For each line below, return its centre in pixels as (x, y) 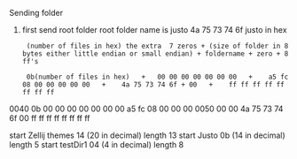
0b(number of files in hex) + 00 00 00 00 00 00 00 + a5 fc (157, 77)
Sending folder (36, 13)
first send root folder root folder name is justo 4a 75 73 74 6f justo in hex (154, 30)
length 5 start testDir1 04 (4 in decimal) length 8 (97, 144)
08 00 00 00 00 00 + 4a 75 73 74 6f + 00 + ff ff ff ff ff (153, 85)
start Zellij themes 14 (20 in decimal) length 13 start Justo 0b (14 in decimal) (147, 135)
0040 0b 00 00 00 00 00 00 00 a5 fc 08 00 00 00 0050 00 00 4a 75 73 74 (146, 109)
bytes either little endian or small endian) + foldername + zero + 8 (155, 54)
